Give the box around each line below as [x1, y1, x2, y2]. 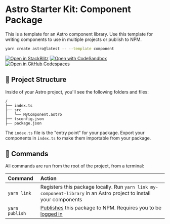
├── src [5, 107, 22, 112]
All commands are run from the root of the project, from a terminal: [5, 163, 144, 169]
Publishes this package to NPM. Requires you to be [40, 204, 162, 211]
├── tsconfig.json [5, 116, 44, 121]
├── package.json [5, 120, 42, 126]
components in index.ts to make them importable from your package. [5, 135, 151, 141]
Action [40, 175, 57, 182]
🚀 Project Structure [5, 75, 67, 84]
